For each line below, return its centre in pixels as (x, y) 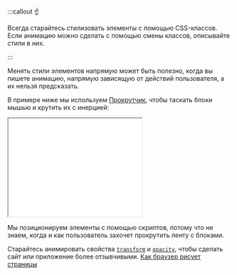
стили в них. (26, 43)
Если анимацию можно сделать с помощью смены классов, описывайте (118, 35)
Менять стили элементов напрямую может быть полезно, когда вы (110, 71)
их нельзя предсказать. (43, 86)
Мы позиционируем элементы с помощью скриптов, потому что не (110, 227)
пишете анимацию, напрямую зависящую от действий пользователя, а (116, 78)
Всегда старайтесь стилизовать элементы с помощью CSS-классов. (112, 28)
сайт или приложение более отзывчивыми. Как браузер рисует (104, 256)
